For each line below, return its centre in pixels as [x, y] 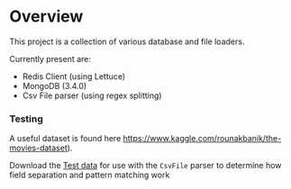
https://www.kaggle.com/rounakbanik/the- [202, 139]
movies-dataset [38, 148]
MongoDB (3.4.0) [55, 85]
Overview [46, 17]
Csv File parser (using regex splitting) [92, 95]
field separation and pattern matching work [90, 175]
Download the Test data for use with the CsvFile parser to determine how [145, 166]
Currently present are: [50, 58]
